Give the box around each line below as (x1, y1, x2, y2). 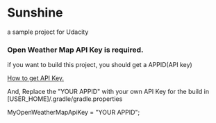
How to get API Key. (7, 74, 65, 82)
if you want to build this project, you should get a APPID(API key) (7, 61, 192, 69)
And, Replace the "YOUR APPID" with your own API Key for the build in (7, 88, 210, 96)
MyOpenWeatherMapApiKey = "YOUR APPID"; (7, 108, 140, 117)
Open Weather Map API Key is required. (7, 45, 144, 55)
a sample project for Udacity (7, 28, 89, 36)
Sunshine (7, 5, 64, 21)
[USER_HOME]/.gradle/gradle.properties (7, 95, 123, 103)
